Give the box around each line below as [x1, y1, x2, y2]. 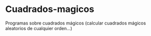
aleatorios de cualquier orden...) [5, 25, 73, 31]
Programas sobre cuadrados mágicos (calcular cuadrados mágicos [5, 20, 146, 26]
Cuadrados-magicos [5, 3, 95, 15]
